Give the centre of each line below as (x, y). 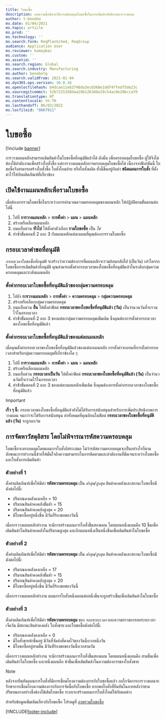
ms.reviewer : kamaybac (29, 51)
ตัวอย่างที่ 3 (16, 609)
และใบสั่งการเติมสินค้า (23, 459)
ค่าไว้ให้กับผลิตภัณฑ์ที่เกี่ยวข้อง (30, 174)
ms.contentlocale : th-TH (31, 101)
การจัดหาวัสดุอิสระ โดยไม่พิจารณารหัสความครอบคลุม (69, 437)
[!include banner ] (23, 148)
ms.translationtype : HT (30, 96)
